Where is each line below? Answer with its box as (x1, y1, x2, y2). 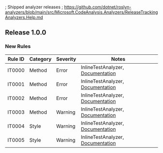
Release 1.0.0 (5, 29, 47, 37)
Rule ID (7, 55, 25, 62)
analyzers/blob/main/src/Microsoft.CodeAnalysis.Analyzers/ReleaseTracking (5, 9, 158, 15)
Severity (56, 55, 77, 62)
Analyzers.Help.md (5, 15, 43, 20)
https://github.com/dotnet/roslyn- (64, 4, 132, 10)
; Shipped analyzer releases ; (5, 4, 63, 10)
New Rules (5, 43, 31, 50)
